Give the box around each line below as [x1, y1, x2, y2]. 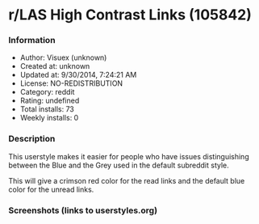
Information [8, 35, 56, 46]
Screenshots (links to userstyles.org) [8, 205, 158, 216]
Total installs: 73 [19, 104, 75, 114]
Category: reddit [19, 87, 75, 97]
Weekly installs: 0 [19, 113, 79, 123]
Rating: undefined [19, 95, 80, 106]
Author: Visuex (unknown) [19, 53, 107, 62]
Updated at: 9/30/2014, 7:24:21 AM [19, 70, 137, 80]
